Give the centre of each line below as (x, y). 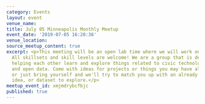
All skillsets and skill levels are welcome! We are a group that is (102, 58)
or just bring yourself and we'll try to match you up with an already (105, 75)
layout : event (24, 18)
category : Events (28, 12)
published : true (27, 92)
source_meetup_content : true (43, 46)
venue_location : (27, 40)
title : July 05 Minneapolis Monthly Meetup (63, 29)
